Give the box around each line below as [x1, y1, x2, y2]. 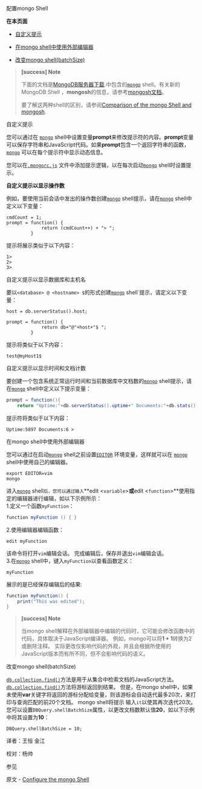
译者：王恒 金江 [6, 737, 45, 745]
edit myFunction [6, 538, 47, 544]
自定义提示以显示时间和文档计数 [6, 365, 86, 371]
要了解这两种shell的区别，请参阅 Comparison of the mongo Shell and [21, 101, 192, 108]
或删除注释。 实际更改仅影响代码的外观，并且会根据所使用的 [21, 642, 171, 650]
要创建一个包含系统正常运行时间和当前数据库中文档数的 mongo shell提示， [6, 378, 187, 384]
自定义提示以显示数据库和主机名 [6, 276, 86, 283]
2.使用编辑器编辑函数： [6, 526, 65, 533]
